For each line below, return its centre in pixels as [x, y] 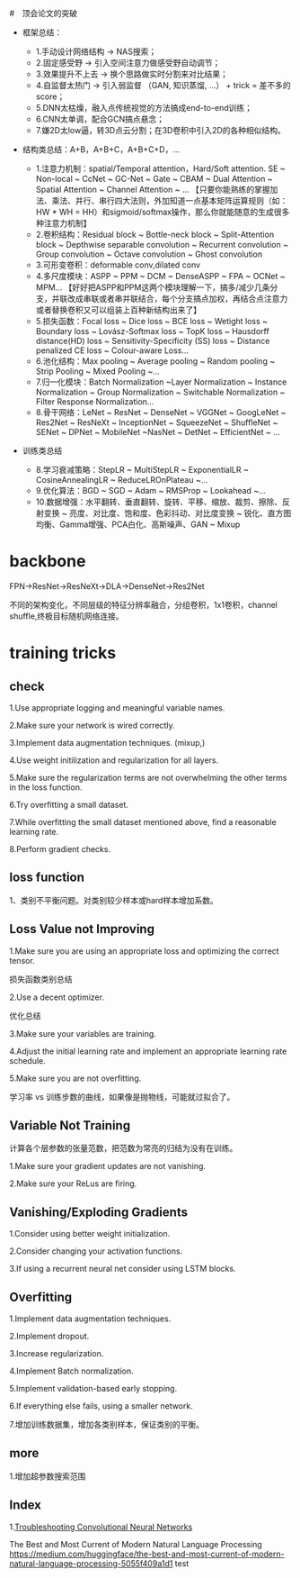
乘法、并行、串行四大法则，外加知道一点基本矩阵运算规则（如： [170, 200]
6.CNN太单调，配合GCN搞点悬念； [100, 119]
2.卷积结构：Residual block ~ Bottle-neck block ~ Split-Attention [155, 234]
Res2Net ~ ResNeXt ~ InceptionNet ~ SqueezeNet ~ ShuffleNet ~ [157, 422]
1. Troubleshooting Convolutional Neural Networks [101, 1527]
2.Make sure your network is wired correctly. [92, 725]
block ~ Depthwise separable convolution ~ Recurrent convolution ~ [162, 245]
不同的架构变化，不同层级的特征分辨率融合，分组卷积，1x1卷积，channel [144, 604]
